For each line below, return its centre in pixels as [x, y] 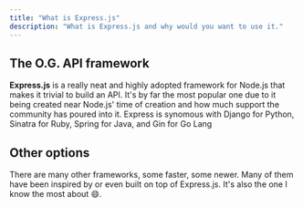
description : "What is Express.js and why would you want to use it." [146, 26]
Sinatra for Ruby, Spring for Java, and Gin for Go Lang [111, 124]
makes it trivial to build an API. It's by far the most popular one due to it [143, 95]
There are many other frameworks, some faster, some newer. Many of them [151, 175]
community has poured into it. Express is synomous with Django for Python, [152, 114]
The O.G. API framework [79, 63]
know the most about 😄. [56, 194]
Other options [50, 153]
